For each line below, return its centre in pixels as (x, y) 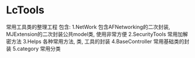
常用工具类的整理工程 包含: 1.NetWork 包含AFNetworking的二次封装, (88, 27)
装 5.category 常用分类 (33, 48)
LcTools (25, 10)
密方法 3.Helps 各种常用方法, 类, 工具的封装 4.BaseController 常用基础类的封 (98, 41)
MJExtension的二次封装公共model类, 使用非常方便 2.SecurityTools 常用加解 (97, 34)
